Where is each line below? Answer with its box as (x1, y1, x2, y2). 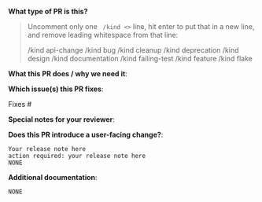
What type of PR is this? (8, 7, 88, 16)
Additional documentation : (8, 173, 98, 182)
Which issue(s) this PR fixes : (8, 84, 104, 94)
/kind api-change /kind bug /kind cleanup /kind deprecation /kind (27, 46, 239, 54)
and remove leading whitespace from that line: (27, 31, 179, 39)
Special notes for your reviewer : (8, 115, 116, 124)
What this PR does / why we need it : (8, 69, 127, 78)
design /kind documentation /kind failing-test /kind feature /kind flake (27, 54, 253, 63)
